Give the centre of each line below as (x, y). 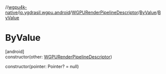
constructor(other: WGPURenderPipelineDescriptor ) (59, 57)
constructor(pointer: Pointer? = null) (42, 66)
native (11, 12)
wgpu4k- (18, 7)
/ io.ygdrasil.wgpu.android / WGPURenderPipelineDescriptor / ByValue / (88, 12)
